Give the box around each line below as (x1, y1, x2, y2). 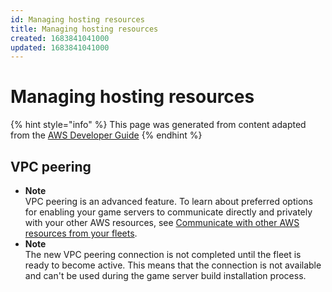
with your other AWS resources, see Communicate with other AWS (24, 217, 300, 228)
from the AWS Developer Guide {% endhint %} (10, 129, 203, 141)
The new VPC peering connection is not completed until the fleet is (24, 249, 302, 260)
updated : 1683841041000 (10, 42, 110, 53)
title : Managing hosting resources (10, 24, 159, 34)
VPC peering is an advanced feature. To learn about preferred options (24, 196, 313, 207)
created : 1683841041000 (10, 33, 110, 43)
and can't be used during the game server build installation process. (24, 270, 307, 281)
